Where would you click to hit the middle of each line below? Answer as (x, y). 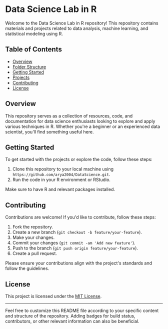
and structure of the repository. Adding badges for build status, (70, 316)
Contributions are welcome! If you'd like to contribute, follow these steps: (80, 217)
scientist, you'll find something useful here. (49, 131)
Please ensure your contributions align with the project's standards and (79, 263)
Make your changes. (33, 237)
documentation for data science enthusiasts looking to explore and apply (80, 121)
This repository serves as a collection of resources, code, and (69, 115)
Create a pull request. (35, 253)
